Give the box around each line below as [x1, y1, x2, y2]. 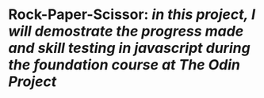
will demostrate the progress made [8, 22, 244, 40]
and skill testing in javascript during [8, 40, 251, 57]
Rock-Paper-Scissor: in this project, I [8, 6, 256, 24]
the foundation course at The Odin [8, 56, 240, 74]
